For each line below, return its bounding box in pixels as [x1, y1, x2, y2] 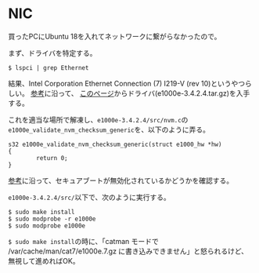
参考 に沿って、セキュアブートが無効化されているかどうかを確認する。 [8, 176, 233, 185]
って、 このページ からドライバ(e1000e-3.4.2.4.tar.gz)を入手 [57, 88, 250, 98]
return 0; [36, 154, 68, 162]
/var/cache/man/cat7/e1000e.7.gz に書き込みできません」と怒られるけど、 [8, 246, 249, 256]
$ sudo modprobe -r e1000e [8, 215, 96, 223]
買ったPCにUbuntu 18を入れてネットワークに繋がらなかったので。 [8, 31, 221, 41]
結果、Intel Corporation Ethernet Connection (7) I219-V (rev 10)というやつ [8, 78, 246, 88]
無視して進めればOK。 [8, 256, 80, 265]
